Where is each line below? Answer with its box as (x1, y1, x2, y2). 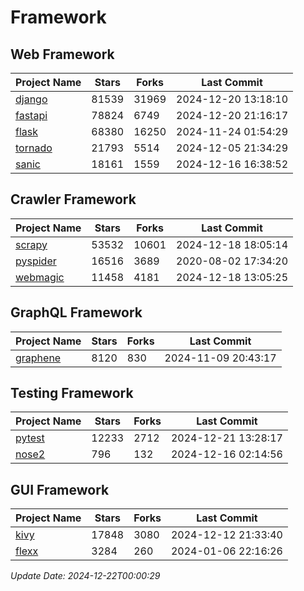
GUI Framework (10, 481, 110, 498)
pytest (15, 431, 45, 445)
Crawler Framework (10, 191, 137, 208)
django (15, 92, 48, 106)
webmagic (15, 270, 65, 284)
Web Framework (10, 46, 115, 63)
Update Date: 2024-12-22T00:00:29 (10, 570, 161, 582)
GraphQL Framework (10, 304, 143, 321)
